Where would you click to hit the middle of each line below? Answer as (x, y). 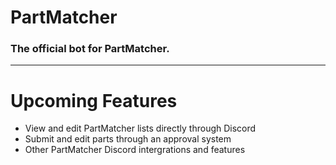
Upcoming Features (94, 100)
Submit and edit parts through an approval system (128, 139)
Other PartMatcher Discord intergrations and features (135, 150)
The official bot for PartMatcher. (90, 49)
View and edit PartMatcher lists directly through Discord (140, 128)
